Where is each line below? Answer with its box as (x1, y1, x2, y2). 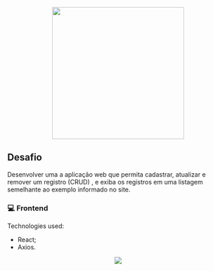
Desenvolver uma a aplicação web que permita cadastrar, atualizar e (7, 170, 206, 179)
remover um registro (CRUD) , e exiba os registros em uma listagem (7, 177, 203, 186)
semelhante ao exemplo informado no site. (7, 185, 131, 194)
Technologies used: (7, 222, 65, 230)
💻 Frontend (7, 203, 49, 213)
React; (17, 236, 37, 244)
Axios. (17, 243, 37, 251)
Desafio (7, 151, 42, 163)
